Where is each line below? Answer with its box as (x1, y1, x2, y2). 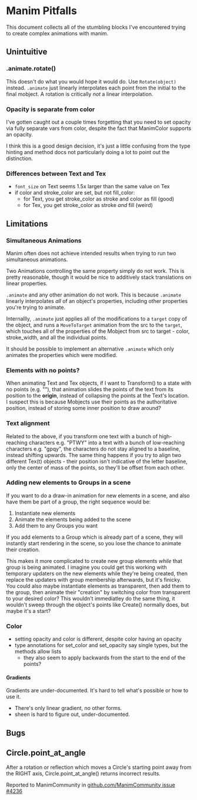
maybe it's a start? (6, 607, 51, 614)
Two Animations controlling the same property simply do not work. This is (6, 267, 185, 274)
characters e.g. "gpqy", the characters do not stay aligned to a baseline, (6, 445, 181, 452)
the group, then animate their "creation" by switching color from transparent (6, 588, 191, 595)
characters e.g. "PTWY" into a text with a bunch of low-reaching (28, 439, 185, 446)
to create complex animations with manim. (6, 29, 109, 36)
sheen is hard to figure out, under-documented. (14, 711, 131, 718)
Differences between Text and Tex (6, 169, 106, 178)
